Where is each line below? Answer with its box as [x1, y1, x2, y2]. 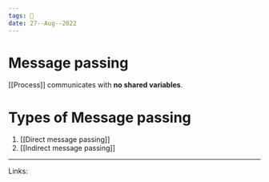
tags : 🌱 [8, 11, 34, 20]
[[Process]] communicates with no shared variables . [8, 80, 183, 90]
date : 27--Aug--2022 [8, 19, 78, 27]
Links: [8, 166, 28, 176]
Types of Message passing [8, 108, 192, 127]
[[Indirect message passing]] [19, 144, 116, 153]
